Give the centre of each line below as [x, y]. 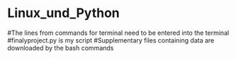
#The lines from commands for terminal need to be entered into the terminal [118, 33]
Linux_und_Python [63, 13]
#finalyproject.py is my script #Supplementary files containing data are [111, 40]
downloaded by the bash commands [61, 48]
